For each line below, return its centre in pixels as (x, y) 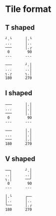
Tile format (28, 9)
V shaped (20, 159)
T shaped (20, 28)
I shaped (19, 93)
